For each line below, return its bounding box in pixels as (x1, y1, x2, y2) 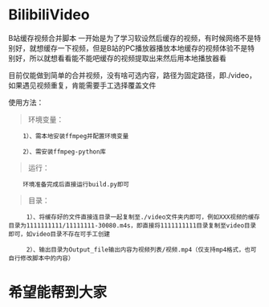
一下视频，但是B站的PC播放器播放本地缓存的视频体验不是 (57, 43, 248, 53)
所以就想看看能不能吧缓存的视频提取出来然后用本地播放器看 (29, 53, 226, 63)
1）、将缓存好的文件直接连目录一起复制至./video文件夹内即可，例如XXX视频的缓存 (26, 213, 260, 221)
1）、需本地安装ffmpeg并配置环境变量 (22, 132, 129, 140)
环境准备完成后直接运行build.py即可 (22, 180, 130, 188)
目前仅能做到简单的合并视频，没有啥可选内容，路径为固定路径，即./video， (8, 70, 257, 80)
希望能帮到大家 (8, 284, 108, 302)
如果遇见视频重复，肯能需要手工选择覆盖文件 (8, 80, 157, 90)
